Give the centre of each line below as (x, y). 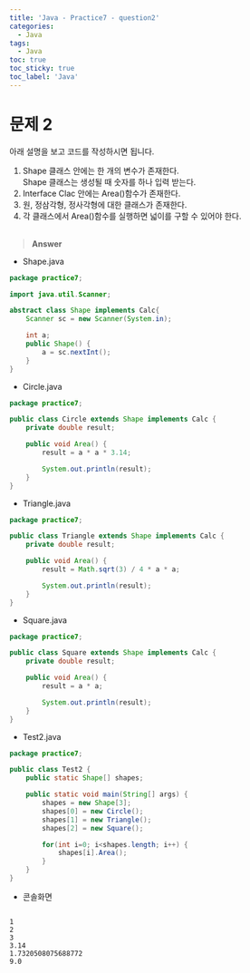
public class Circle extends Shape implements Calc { (113, 419)
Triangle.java (46, 503)
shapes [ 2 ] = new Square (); (93, 828)
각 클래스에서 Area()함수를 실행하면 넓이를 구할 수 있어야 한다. (132, 216)
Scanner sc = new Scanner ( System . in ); (99, 319)
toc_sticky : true (42, 69)
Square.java (45, 620)
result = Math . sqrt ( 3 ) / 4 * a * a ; (111, 569)
